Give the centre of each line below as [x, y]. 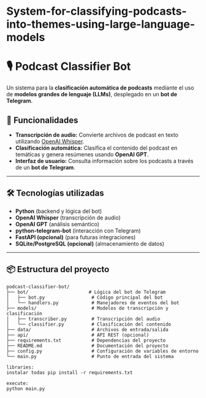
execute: [17, 383]
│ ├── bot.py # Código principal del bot [85, 297]
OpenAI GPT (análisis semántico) [57, 224]
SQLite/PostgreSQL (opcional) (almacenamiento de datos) [90, 243]
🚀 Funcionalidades [42, 120]
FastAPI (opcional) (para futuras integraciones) [75, 237]
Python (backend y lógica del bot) [59, 211]
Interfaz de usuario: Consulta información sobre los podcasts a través [104, 161]
